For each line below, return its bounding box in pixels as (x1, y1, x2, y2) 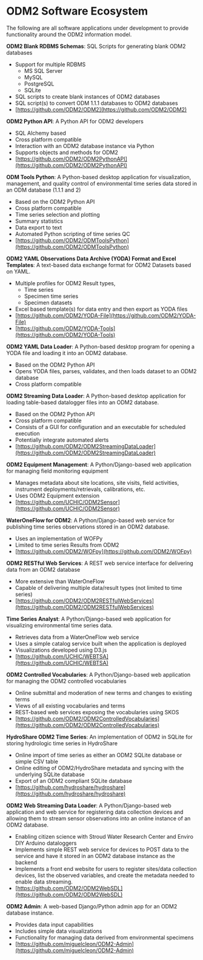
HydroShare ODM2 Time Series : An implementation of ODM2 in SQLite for (6, 733, 193, 740)
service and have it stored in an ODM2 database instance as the (15, 852, 176, 859)
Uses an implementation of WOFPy (15, 535, 103, 542)
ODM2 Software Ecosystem (6, 4, 148, 18)
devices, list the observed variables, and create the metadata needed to (15, 871, 195, 879)
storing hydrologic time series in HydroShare (6, 739, 118, 747)
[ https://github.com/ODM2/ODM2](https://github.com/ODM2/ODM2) (15, 106, 187, 113)
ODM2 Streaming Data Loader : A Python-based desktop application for (6, 392, 186, 399)
